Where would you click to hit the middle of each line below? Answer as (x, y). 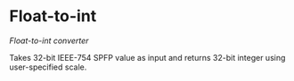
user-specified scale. (48, 67)
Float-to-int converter (49, 40)
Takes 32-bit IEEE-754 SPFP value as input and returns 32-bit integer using (147, 57)
